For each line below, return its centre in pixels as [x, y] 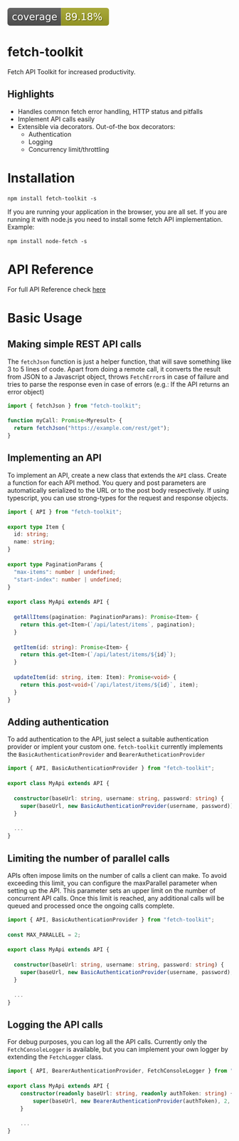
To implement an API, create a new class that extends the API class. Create [117, 475]
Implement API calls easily [56, 119]
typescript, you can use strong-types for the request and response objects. [118, 498]
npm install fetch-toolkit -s [52, 198]
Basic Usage [45, 318]
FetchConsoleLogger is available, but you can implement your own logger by [118, 1050]
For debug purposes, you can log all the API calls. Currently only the [107, 1042]
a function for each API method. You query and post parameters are [107, 483]
